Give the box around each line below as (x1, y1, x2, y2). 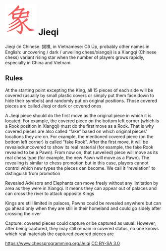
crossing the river (5, 210, 41, 216)
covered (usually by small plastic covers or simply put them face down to (5, 92, 155, 98)
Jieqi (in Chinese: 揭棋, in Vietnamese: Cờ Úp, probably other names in (5, 44, 150, 50)
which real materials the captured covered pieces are (5, 231, 114, 237)
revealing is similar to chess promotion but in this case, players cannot (5, 160, 149, 166)
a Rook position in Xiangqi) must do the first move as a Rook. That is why (5, 123, 154, 129)
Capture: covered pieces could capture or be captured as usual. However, (5, 220, 156, 226)
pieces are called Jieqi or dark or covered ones (5, 103, 102, 109)
